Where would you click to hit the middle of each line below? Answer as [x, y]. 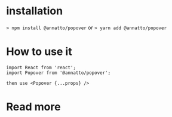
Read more [33, 107]
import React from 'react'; [41, 67]
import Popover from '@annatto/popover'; [59, 73]
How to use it [39, 52]
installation [35, 11]
